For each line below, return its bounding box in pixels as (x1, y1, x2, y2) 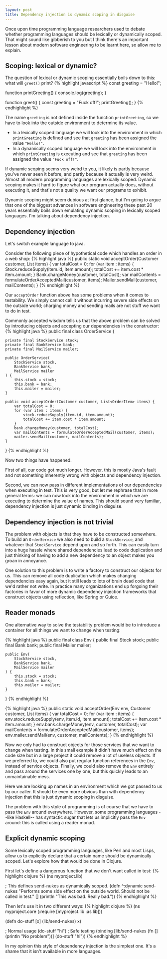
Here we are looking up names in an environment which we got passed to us (5, 783, 163, 789)
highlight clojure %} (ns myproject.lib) (5, 873, 83, 879)
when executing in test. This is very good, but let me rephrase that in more (5, 487, 158, 493)
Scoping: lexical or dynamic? (5, 61, 97, 70)
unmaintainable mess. (5, 773, 50, 779)
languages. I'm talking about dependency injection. (5, 213, 111, 219)
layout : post (5, 7, 32, 13)
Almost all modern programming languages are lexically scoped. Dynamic (5, 176, 157, 183)
